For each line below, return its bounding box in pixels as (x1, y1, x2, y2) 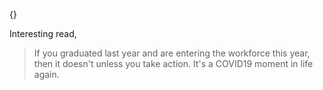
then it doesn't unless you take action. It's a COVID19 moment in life (33, 58, 314, 69)
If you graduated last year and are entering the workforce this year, (33, 47, 311, 59)
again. (33, 69, 60, 80)
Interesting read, (9, 28, 77, 39)
